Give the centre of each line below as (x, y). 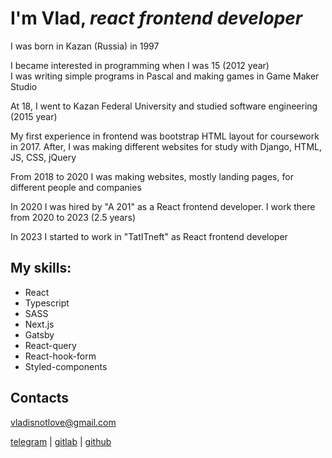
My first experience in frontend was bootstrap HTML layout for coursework (165, 136)
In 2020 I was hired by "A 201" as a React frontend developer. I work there (163, 206)
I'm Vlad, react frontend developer (156, 18)
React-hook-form (60, 356)
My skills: (41, 268)
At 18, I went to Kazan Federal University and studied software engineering (164, 106)
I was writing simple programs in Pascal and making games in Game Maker (165, 76)
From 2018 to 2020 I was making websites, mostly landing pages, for (152, 176)
